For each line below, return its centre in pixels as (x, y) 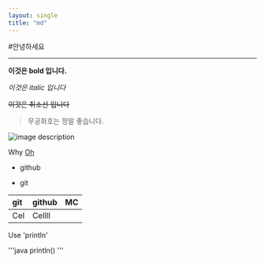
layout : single (33, 15)
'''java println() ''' (36, 250)
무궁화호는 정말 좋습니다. (65, 121)
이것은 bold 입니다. (37, 70)
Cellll (41, 216)
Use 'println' (28, 235)
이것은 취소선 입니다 (39, 104)
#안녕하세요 (26, 46)
